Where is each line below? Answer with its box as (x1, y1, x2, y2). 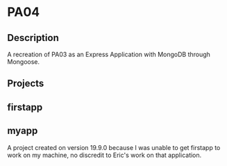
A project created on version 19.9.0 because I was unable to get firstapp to (7, 143, 221, 151)
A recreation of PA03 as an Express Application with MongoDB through (7, 50, 210, 58)
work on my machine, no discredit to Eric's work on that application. (7, 151, 202, 159)
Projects (7, 78, 44, 90)
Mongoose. (7, 58, 40, 66)
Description (7, 32, 59, 44)
